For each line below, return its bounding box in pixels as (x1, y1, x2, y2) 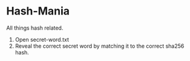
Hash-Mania (6, 4, 70, 18)
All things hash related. (6, 24, 64, 31)
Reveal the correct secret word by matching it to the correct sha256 (15, 42, 185, 50)
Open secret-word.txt (15, 36, 70, 43)
